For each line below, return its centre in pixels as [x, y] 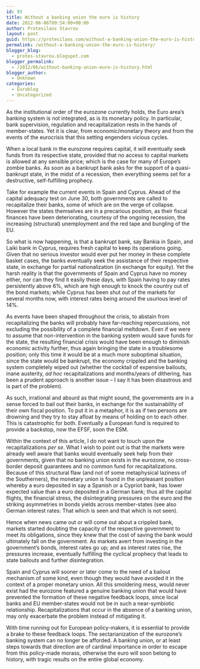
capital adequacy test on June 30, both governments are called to [87, 198]
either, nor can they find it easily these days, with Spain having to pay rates [98, 279]
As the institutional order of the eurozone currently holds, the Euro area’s [95, 112]
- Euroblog [25, 89]
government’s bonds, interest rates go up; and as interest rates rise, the [94, 547]
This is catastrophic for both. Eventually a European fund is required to [93, 423]
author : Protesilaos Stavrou [42, 28]
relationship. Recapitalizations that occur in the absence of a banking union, [99, 609]
